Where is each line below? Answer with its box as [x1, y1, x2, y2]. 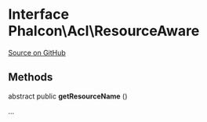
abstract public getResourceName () [8, 91, 128, 101]
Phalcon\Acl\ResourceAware [8, 22, 200, 40]
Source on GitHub [8, 48, 67, 57]
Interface [8, 5, 69, 23]
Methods [8, 70, 53, 84]
